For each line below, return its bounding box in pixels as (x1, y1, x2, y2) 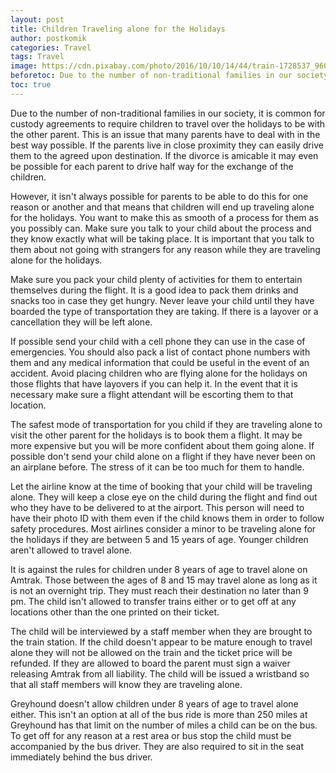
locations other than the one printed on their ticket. (10, 606, 220, 618)
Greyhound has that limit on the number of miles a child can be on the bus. (10, 719, 318, 731)
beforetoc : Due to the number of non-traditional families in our (10, 71, 293, 81)
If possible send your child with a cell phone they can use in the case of (10, 335, 306, 347)
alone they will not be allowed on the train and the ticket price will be (10, 646, 293, 658)
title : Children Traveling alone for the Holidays (10, 24, 226, 34)
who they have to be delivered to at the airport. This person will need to (10, 501, 305, 513)
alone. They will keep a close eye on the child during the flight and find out (10, 491, 318, 503)
